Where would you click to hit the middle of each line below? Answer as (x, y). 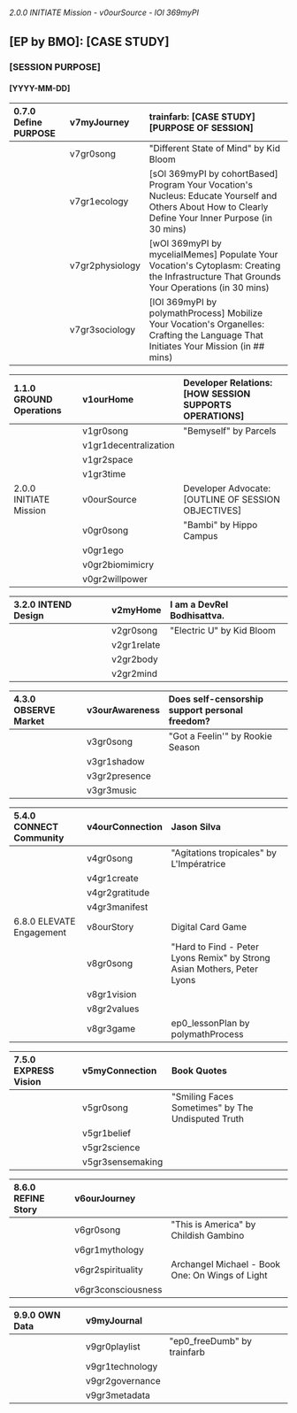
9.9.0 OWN (37, 1316)
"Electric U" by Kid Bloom (223, 631)
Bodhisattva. (197, 616)
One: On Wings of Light (219, 1276)
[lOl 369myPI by (183, 303)
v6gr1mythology (109, 1250)
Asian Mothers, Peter (215, 969)
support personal (206, 710)
